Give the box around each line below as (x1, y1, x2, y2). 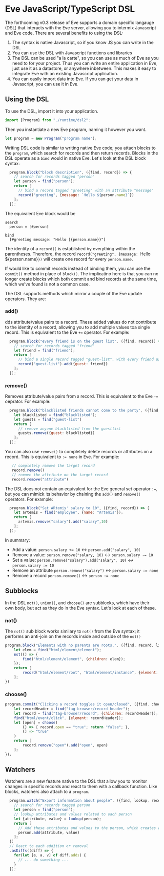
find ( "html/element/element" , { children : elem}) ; (22, 657, 125, 661)
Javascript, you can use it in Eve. (12, 81, 79, 87)
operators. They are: (5, 296, 46, 302)
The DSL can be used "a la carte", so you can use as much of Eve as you (12, 55, 159, 61)
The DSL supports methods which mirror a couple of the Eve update (5, 290, 143, 296)
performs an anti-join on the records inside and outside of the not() (5, 633, 142, 639)
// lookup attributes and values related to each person (14, 812, 132, 817)
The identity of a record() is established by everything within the (5, 245, 136, 251)
